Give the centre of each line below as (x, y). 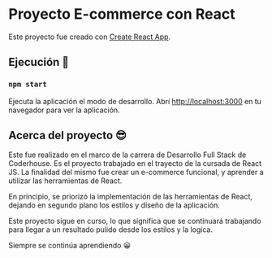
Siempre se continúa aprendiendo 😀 (70, 246)
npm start (28, 85)
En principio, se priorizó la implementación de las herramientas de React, (131, 197)
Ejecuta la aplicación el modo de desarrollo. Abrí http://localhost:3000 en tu (135, 101)
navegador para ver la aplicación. (64, 110)
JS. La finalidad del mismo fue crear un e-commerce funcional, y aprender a (136, 173)
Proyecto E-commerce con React (122, 14)
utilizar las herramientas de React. (65, 181)
